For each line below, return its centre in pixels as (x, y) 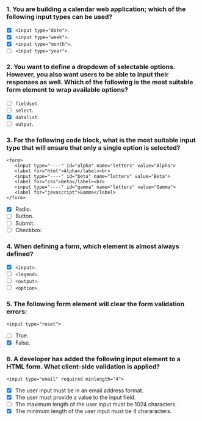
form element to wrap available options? (67, 90)
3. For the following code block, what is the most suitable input (101, 141)
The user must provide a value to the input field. (75, 397)
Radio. (23, 209)
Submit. (25, 223)
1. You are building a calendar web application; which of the (96, 9)
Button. (24, 216)
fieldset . (27, 103)
